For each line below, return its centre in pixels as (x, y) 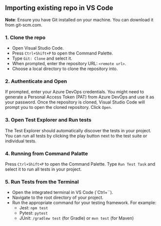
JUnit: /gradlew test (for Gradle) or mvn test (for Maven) (77, 218)
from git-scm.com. (24, 25)
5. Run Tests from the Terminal (42, 182)
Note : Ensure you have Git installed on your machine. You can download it (79, 19)
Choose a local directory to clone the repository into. (65, 69)
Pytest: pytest (34, 213)
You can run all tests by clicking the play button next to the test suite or (76, 136)
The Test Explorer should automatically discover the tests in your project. (78, 130)
